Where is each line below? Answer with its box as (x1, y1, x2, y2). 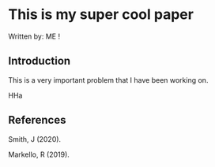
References (8, 113, 66, 127)
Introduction (8, 54, 71, 68)
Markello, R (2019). (8, 150, 70, 159)
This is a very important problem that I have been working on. (8, 75, 209, 84)
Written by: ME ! (8, 32, 61, 41)
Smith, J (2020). (8, 134, 62, 143)
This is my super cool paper (8, 6, 194, 24)
